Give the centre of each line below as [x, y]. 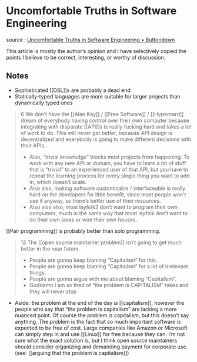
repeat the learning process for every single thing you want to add [109, 176]
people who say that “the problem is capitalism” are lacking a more [96, 309]
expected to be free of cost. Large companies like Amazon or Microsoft [101, 328]
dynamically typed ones [44, 103]
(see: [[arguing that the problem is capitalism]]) [72, 353]
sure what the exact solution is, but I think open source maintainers [96, 340]
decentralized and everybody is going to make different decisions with [106, 139]
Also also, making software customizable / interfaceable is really [107, 188]
